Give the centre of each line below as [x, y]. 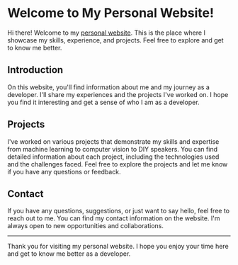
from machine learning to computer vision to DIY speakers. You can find [113, 149]
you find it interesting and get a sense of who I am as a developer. [103, 102]
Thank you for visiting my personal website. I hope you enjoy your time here [118, 247]
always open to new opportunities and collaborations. [86, 226]
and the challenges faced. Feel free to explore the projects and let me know [118, 164]
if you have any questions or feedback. [64, 171]
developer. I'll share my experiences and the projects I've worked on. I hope [118, 94]
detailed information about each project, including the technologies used [113, 157]
